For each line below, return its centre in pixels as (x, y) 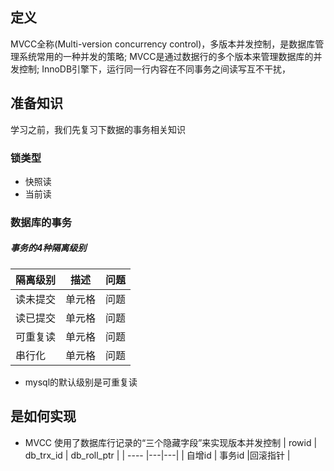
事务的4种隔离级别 (48, 248)
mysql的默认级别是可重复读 (81, 382)
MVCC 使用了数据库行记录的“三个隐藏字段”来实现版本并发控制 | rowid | (171, 442)
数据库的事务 (41, 222)
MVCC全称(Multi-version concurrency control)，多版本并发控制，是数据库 (163, 44)
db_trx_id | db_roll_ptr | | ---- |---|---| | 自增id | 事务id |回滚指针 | (157, 455)
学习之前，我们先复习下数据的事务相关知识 (98, 129)
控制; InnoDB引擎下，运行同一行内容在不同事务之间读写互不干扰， (155, 69)
